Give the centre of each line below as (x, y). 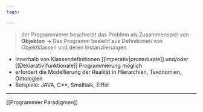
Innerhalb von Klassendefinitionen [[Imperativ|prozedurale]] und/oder (102, 59)
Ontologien (29, 78)
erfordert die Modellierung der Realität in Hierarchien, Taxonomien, (98, 72)
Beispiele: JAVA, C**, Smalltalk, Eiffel (62, 85)
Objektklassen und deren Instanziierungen (74, 47)
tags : (13, 12)
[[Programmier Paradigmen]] (42, 102)
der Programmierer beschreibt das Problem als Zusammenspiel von (105, 35)
